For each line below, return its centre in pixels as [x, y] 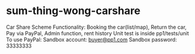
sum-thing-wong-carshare [73, 11]
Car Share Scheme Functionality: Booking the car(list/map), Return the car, [96, 27]
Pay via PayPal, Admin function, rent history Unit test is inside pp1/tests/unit [97, 33]
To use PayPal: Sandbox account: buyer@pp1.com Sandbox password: [92, 39]
